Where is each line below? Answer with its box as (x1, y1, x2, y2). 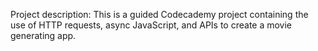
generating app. (10, 30, 77, 41)
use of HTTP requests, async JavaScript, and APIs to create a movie (10, 19, 293, 31)
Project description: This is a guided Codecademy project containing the (10, 9, 309, 20)
